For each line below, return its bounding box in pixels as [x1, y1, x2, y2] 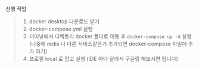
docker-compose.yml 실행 [29, 26, 93, 32]
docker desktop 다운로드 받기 [29, 18, 99, 25]
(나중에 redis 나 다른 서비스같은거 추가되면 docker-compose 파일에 [29, 41, 187, 47]
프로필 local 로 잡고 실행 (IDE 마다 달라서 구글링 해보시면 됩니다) [29, 55, 178, 62]
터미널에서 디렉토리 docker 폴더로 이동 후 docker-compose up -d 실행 [29, 33, 192, 40]
